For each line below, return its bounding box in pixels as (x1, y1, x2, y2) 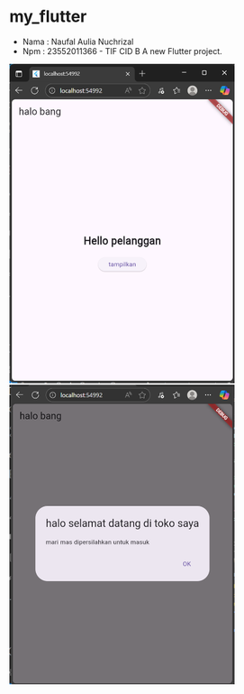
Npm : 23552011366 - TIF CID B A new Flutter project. (22, 45, 222, 56)
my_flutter (9, 6, 87, 27)
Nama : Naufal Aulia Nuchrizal (22, 36, 134, 47)
